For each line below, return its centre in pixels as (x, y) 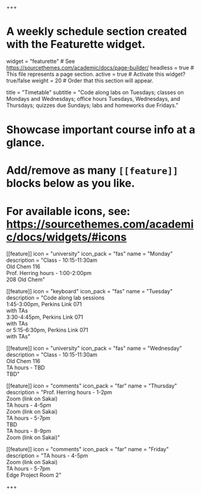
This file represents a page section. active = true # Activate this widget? (96, 74)
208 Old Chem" (26, 279)
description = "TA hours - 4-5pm (47, 456)
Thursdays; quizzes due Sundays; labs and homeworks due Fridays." (92, 105)
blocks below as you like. (71, 183)
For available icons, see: (68, 211)
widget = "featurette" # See (41, 61)
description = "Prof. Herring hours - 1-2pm (59, 392)
